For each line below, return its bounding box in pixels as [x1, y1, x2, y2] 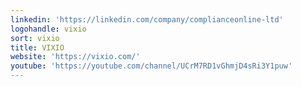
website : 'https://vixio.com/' [10, 52, 141, 62]
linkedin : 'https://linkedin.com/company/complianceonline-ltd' [10, 14, 284, 25]
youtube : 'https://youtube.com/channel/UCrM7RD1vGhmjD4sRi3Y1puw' [10, 61, 293, 71]
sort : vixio [10, 33, 60, 43]
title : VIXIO [10, 42, 65, 53]
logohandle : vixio [10, 24, 87, 34]
